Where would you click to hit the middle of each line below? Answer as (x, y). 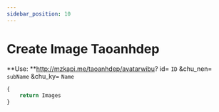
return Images (40, 96)
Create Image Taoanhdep (83, 49)
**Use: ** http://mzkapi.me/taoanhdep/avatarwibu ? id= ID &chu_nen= (109, 69)
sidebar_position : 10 (39, 14)
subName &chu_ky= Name (40, 76)
